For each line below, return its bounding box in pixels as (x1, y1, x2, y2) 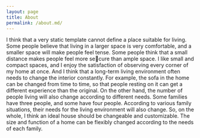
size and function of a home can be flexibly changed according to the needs (6, 119, 194, 126)
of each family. (6, 125, 43, 132)
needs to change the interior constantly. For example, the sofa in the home (6, 74, 190, 81)
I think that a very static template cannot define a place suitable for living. (6, 36, 187, 44)
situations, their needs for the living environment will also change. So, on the (6, 106, 194, 114)
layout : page (6, 8, 39, 15)
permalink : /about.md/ (6, 20, 63, 26)
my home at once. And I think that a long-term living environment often (6, 68, 180, 75)
